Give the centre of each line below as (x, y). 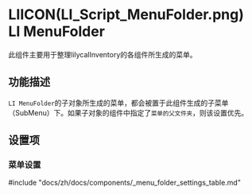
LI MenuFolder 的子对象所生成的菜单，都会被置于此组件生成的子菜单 (118, 103)
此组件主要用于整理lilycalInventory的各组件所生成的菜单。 (103, 54)
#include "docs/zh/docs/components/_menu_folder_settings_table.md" (124, 183)
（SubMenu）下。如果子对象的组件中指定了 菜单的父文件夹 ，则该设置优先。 (128, 112)
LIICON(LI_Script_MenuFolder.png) (126, 15)
